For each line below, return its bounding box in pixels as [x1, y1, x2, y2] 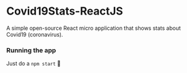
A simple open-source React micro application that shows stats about [6, 24, 181, 32]
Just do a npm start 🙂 [6, 60, 61, 68]
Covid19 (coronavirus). [6, 30, 63, 38]
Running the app [6, 46, 57, 54]
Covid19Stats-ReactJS [6, 4, 124, 18]
